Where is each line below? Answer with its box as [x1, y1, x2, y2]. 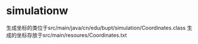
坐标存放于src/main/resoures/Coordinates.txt [16, 31, 127, 39]
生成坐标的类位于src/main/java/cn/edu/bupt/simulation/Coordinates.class [6, 24, 186, 31]
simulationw [6, 4, 68, 18]
